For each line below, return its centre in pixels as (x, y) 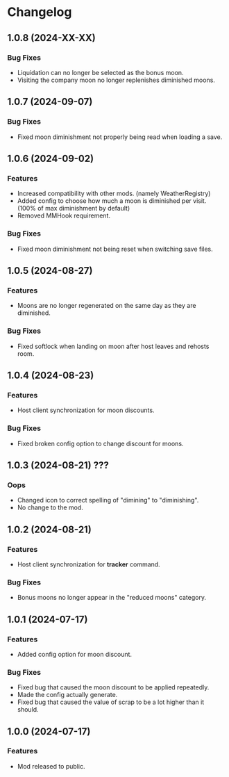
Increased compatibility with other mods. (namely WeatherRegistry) (114, 194)
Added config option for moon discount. (75, 654)
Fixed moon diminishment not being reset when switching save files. (115, 249)
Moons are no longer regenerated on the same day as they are (107, 306)
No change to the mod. (50, 507)
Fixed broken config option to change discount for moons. (100, 443)
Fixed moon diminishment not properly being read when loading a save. (120, 137)
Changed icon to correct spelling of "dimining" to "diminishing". (108, 500)
